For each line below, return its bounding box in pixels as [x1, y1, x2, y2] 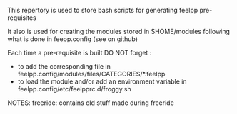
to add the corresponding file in [17, 62, 111, 70]
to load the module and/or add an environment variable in [17, 77, 187, 86]
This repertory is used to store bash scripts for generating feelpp [7, 6, 198, 14]
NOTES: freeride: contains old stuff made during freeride [7, 98, 175, 107]
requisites [7, 13, 37, 22]
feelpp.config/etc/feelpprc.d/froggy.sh [17, 85, 132, 93]
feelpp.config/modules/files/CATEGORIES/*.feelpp [17, 70, 166, 78]
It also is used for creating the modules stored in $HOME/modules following [7, 28, 231, 35]
